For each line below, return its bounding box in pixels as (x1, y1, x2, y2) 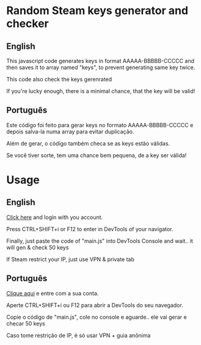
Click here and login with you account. (6, 213, 103, 221)
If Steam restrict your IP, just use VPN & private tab (6, 255, 134, 263)
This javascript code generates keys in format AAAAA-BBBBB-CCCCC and (6, 57, 194, 64)
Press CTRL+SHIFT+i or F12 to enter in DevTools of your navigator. (6, 225, 174, 232)
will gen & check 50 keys (6, 243, 69, 251)
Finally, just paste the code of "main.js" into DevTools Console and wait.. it (6, 237, 194, 245)
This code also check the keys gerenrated (6, 76, 112, 83)
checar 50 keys (6, 319, 46, 327)
